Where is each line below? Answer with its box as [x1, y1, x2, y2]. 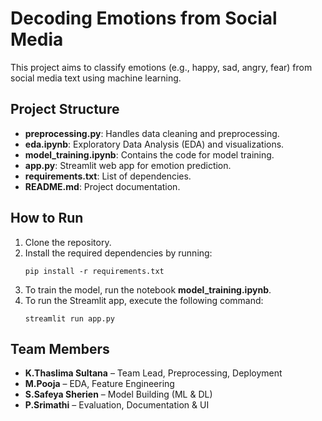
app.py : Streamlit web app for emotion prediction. [24, 159, 232, 171]
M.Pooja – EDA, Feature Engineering [24, 378, 175, 390]
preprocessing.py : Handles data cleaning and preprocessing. [24, 127, 280, 139]
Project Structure [10, 101, 120, 118]
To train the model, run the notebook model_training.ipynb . [24, 283, 272, 296]
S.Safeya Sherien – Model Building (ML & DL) [24, 388, 213, 401]
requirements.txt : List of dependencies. [24, 170, 192, 182]
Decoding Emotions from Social [10, 7, 278, 30]
